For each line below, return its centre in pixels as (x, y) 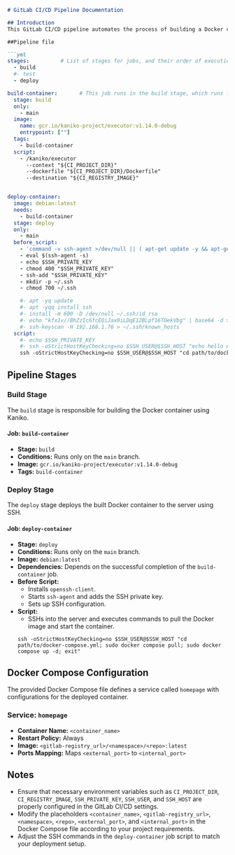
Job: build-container (38, 433)
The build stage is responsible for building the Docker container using (108, 410)
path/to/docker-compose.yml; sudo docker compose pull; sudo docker (119, 645)
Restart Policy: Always (50, 738)
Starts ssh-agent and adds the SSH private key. (96, 596)
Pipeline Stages (42, 375)
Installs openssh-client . (62, 588)
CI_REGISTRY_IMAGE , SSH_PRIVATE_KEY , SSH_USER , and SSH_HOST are (110, 799)
